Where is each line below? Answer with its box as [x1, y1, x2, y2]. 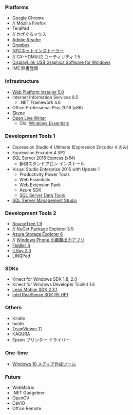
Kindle [12, 315, 25, 321]
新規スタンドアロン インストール [19, 161, 85, 167]
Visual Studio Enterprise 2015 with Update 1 [12, 166, 100, 172]
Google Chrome [12, 15, 44, 21]
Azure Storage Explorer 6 [12, 231, 63, 237]
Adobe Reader [12, 37, 41, 43]
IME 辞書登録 [12, 65, 38, 71]
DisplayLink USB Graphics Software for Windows [12, 59, 111, 65]
